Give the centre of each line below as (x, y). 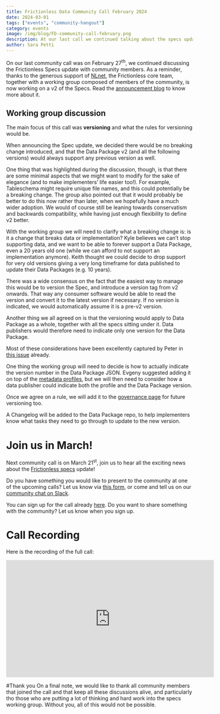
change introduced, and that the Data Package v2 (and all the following (93, 152)
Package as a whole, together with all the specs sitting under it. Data (90, 325)
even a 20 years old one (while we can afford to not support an (83, 251)
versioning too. (24, 403)
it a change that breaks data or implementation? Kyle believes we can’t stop (98, 238)
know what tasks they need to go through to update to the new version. (93, 421)
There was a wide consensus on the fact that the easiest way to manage (95, 281)
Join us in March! (50, 445)
